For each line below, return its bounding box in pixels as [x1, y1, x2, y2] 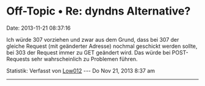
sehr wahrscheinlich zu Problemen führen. [31, 55, 138, 62]
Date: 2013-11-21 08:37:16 [6, 24, 71, 31]
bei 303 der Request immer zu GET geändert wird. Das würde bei [6, 48, 171, 56]
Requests [6, 55, 31, 62]
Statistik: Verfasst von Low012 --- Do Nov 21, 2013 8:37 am [6, 67, 156, 74]
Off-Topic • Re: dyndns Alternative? [6, 4, 191, 18]
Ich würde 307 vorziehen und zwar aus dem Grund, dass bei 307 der [6, 36, 179, 43]
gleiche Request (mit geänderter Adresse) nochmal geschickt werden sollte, [6, 42, 198, 50]
